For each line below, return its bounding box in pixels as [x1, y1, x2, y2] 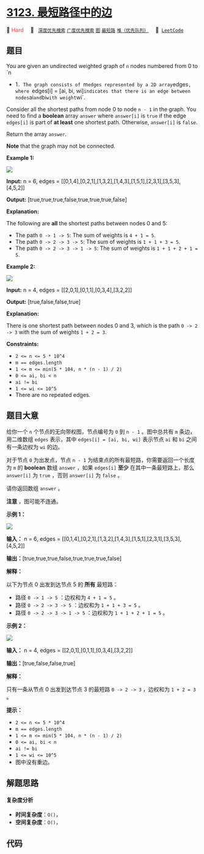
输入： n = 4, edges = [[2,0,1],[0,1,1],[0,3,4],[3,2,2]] [6, 646, 133, 654]
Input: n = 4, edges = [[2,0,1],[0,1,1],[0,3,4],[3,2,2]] [6, 286, 133, 293]
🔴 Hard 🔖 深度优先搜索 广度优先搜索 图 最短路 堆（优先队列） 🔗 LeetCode [6, 26, 184, 34]
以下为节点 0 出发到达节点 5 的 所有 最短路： [6, 580, 118, 588]
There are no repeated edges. [15, 391, 90, 398]
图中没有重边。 [15, 758, 53, 766]
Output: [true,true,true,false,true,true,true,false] [6, 195, 127, 203]
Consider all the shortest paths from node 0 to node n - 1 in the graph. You [6, 105, 197, 113]
